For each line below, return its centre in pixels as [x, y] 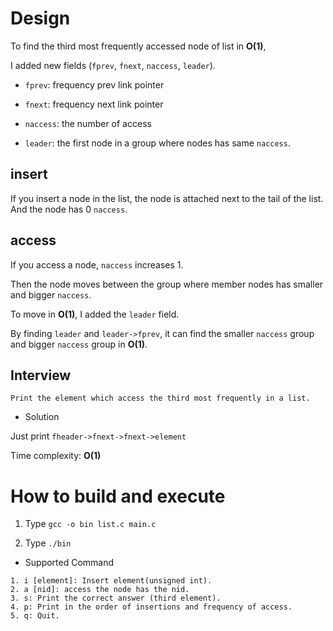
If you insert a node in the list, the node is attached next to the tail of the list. [167, 198]
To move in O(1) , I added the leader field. [95, 314]
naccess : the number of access [88, 123]
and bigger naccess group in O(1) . [79, 344]
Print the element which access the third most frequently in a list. [160, 398]
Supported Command [69, 563]
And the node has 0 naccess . [69, 209]
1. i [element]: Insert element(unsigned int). [111, 581]
